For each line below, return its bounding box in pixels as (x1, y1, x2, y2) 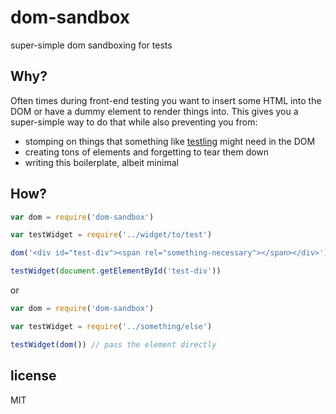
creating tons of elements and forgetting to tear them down (24, 146, 270, 158)
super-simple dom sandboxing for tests (10, 39, 173, 51)
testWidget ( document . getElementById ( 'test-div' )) (10, 266, 222, 276)
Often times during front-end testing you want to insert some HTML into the (10, 94, 322, 106)
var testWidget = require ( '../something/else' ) (10, 321, 213, 331)
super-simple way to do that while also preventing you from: (10, 116, 258, 128)
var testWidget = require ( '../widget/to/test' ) (10, 230, 213, 240)
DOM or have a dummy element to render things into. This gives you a (10, 105, 299, 117)
